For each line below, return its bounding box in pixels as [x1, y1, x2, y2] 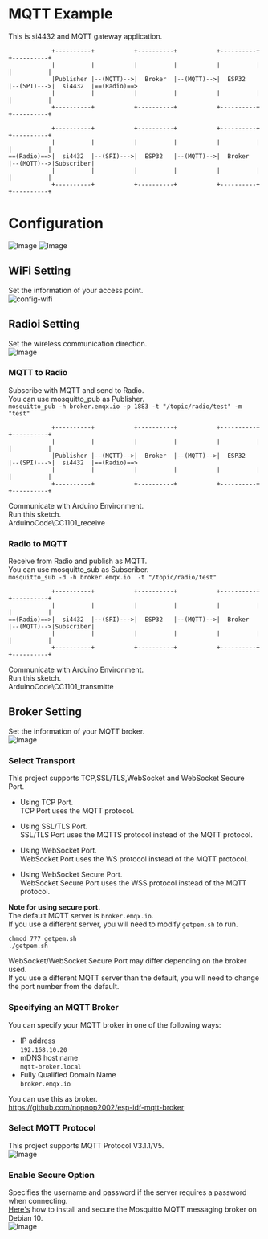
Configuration [8, 215, 104, 233]
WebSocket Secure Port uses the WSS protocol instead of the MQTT [19, 878, 247, 888]
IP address [19, 1036, 56, 1045]
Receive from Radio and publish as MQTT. [8, 556, 148, 566]
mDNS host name [19, 1053, 79, 1062]
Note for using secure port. [8, 902, 101, 912]
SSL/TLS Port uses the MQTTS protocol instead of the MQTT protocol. [19, 830, 253, 840]
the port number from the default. [8, 982, 120, 992]
